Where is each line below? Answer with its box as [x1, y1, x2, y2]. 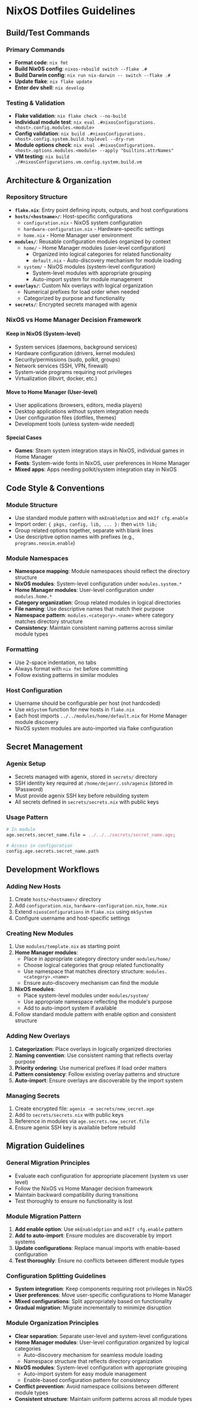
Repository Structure [6, 193, 68, 201]
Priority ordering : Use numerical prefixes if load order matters [14, 1064, 167, 1071]
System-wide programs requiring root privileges [14, 368, 132, 375]
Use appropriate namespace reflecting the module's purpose [23, 998, 173, 1006]
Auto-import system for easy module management [23, 1370, 147, 1377]
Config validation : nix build [14, 130, 85, 137]
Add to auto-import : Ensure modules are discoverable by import [14, 1232, 172, 1239]
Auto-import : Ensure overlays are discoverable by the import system [14, 1077, 183, 1084]
